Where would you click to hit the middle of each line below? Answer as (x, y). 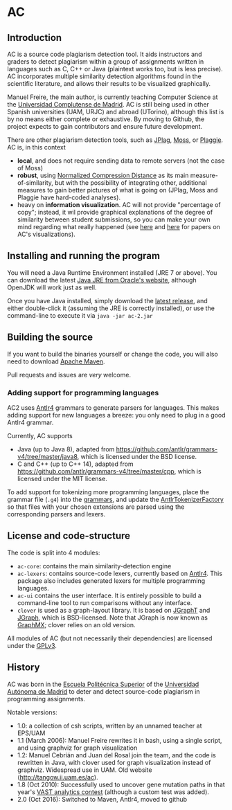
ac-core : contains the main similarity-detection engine (94, 566)
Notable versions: (32, 712)
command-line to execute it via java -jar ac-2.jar (80, 315)
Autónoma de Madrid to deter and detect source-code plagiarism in (104, 691)
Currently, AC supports (40, 435)
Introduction (35, 38)
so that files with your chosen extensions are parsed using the (96, 507)
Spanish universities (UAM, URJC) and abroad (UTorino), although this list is (116, 112)
